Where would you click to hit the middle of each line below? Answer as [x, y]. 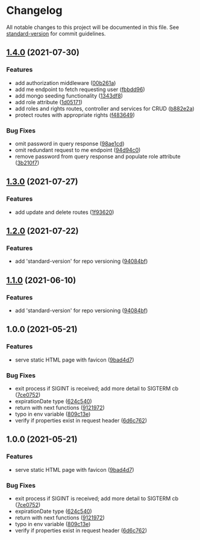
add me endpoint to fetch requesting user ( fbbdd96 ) [80, 89]
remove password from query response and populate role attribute [98, 156]
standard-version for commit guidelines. [56, 33]
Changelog [34, 11]
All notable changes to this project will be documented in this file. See [93, 27]
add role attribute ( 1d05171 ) [48, 102]
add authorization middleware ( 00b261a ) [65, 83]
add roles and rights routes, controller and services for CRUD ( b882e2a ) [105, 108]
